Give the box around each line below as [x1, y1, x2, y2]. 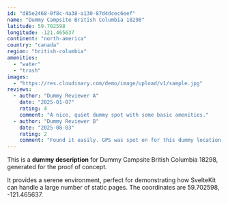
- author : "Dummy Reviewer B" [13, 117, 99, 125]
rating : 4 [19, 105, 48, 112]
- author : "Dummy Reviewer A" [13, 93, 99, 100]
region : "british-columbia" [7, 48, 87, 55]
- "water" [13, 61, 41, 68]
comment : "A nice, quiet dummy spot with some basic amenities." [19, 111, 210, 118]
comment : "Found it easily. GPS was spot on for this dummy [19, 137, 194, 144]
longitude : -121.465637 [7, 29, 75, 36]
